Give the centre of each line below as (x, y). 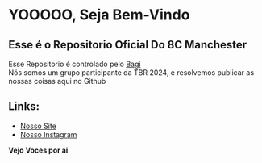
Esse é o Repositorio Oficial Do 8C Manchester (128, 45)
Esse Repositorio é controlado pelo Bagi (75, 64)
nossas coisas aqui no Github (57, 81)
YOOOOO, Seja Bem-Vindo (99, 15)
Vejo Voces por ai (38, 150)
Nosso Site (38, 126)
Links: (24, 107)
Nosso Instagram (48, 134)
